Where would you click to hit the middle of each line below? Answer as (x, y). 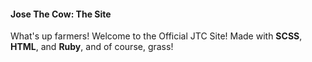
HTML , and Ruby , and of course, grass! (92, 47)
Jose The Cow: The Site (61, 14)
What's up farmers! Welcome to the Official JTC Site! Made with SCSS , (156, 36)
